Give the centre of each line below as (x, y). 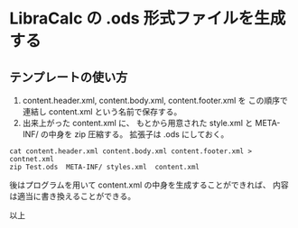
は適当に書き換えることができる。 (73, 196)
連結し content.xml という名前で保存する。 (102, 112)
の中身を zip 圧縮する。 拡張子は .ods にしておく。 (135, 134)
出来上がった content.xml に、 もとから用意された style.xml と (138, 123)
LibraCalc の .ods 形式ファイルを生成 (148, 18)
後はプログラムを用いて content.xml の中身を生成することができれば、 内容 (149, 185)
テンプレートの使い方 (69, 77)
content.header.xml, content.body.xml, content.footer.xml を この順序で (155, 100)
